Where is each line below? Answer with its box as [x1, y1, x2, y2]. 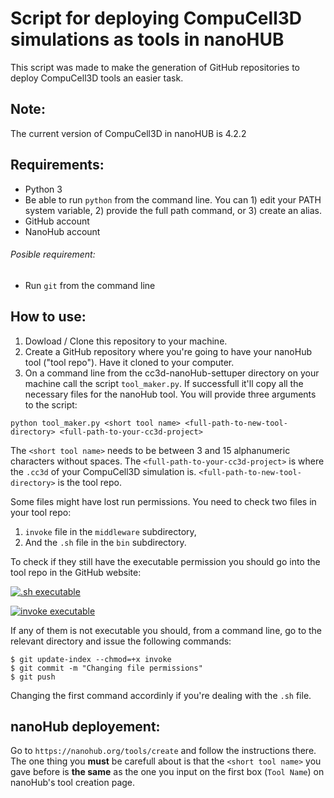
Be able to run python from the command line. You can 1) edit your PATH [24, 193, 322, 206]
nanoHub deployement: [10, 718, 161, 735]
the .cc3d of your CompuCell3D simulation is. [10, 465, 197, 477]
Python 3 [24, 183, 63, 195]
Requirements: [10, 157, 105, 174]
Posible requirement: [10, 248, 96, 261]
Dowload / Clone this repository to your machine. [24, 335, 228, 347]
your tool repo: [10, 506, 72, 518]
